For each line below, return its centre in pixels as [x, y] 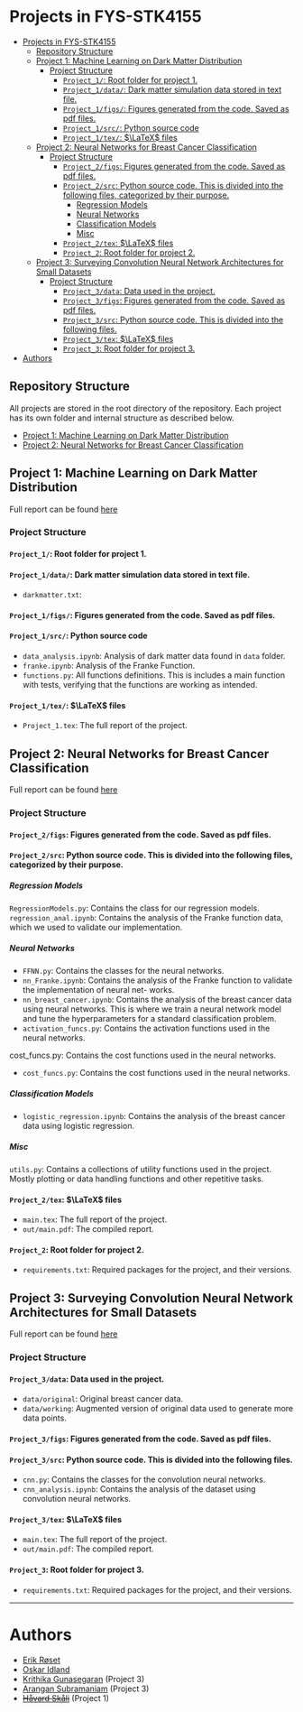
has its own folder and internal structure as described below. [122, 418]
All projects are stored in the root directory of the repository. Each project [146, 408]
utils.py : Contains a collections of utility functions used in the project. [141, 1170]
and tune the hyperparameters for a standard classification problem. [149, 1019]
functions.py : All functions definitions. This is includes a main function [154, 675]
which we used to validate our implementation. [96, 928]
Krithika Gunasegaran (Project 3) [83, 1679]
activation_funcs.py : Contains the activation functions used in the [146, 1028]
